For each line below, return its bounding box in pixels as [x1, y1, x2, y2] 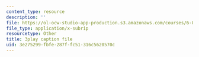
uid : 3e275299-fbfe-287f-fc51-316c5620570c [6, 42, 115, 48]
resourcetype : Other [6, 31, 57, 37]
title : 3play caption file [6, 36, 73, 42]
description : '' [6, 14, 46, 20]
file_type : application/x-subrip [6, 25, 89, 31]
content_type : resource [6, 8, 65, 15]
